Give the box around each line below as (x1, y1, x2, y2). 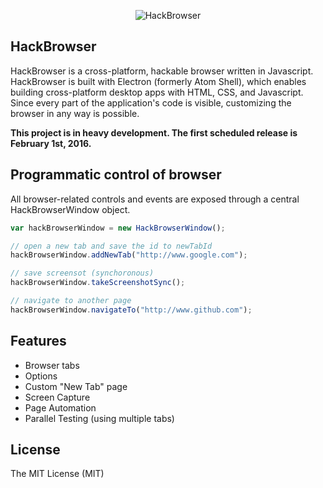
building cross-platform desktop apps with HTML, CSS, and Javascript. (10, 86, 304, 98)
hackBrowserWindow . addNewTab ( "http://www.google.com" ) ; (10, 250, 248, 260)
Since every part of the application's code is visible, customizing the (10, 96, 292, 109)
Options (24, 370, 58, 382)
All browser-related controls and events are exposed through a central (10, 193, 300, 205)
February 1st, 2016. (10, 137, 92, 149)
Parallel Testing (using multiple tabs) (24, 412, 175, 424)
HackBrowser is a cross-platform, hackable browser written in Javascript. (10, 65, 314, 77)
